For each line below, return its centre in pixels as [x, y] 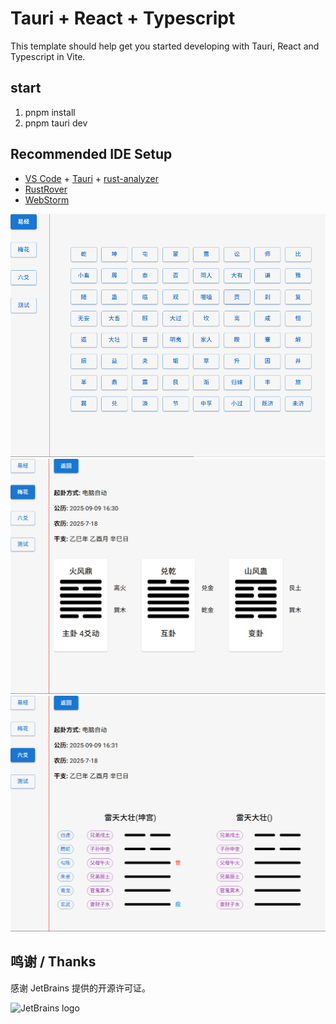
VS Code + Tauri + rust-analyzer [91, 178]
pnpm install [50, 112]
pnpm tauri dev [56, 123]
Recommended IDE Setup [91, 154]
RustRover [46, 189]
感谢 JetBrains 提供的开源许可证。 [80, 988]
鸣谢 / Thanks [53, 962]
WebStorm [47, 199]
